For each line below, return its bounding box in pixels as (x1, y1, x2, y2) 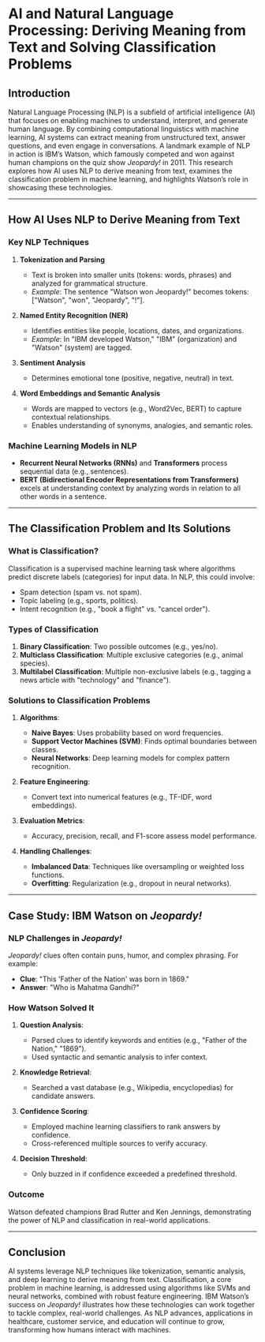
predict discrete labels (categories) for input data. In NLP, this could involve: (8, 572, 255, 581)
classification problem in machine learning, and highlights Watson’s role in (8, 174, 248, 184)
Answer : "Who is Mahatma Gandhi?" (19, 982, 140, 992)
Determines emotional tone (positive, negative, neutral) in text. (31, 373, 234, 383)
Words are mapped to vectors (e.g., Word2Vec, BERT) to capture (31, 403, 242, 413)
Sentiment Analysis (19, 358, 86, 367)
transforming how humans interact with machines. (8, 1325, 171, 1335)
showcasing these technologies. (8, 183, 113, 192)
